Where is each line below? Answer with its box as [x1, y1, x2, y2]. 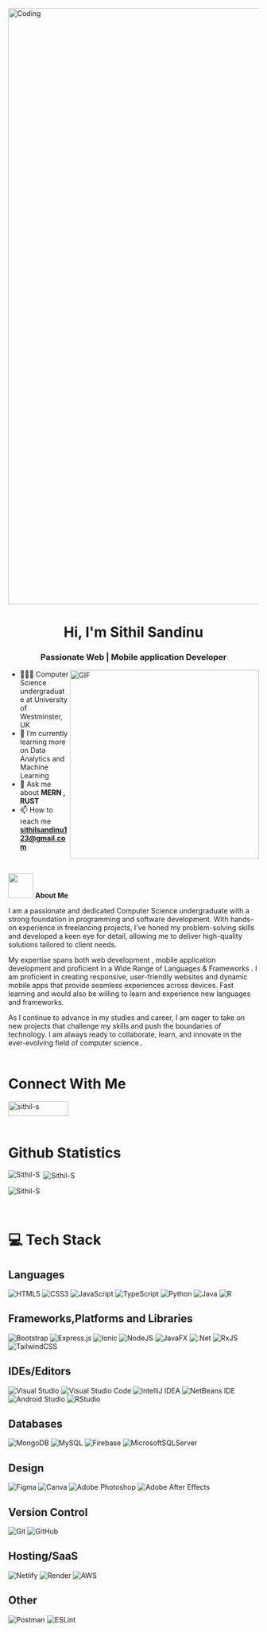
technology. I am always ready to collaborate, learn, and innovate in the [8, 1029, 242, 1040]
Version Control [8, 1506, 88, 1519]
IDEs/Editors [8, 1365, 72, 1378]
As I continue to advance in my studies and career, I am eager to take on [8, 1013, 246, 1022]
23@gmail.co [19, 834, 66, 843]
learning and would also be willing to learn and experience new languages [8, 989, 251, 998]
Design [8, 1461, 44, 1475]
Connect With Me [8, 1075, 126, 1092]
